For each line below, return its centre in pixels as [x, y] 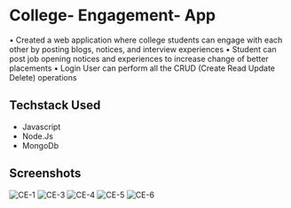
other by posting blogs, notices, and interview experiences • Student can [143, 49]
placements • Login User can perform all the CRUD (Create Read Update [142, 68]
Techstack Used [55, 106]
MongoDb [40, 145]
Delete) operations [43, 77]
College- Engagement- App [112, 15]
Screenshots [45, 173]
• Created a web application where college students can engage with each [146, 40]
